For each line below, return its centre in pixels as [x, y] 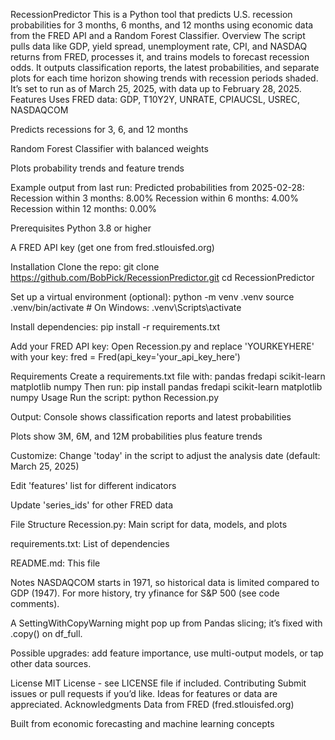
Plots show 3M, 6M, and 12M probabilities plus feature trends [136, 436]
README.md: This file [55, 563]
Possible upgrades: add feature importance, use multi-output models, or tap [167, 653]
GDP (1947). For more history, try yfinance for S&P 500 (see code [145, 593]
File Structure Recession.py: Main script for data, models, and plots [149, 524]
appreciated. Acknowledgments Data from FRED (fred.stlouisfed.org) [152, 704]
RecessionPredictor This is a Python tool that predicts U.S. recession [151, 14]
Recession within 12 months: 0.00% [84, 208]
